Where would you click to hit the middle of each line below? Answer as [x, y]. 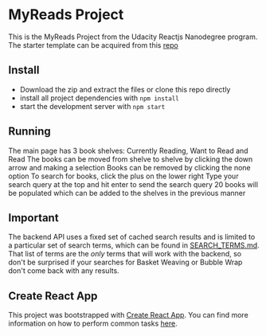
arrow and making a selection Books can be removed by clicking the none [129, 167]
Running [30, 132]
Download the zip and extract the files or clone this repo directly [125, 89]
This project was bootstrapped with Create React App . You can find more [128, 315]
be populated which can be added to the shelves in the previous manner [127, 193]
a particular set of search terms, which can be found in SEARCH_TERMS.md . [134, 245]
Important [33, 218]
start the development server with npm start [92, 106]
